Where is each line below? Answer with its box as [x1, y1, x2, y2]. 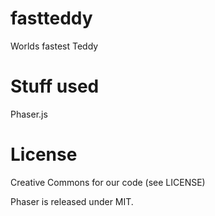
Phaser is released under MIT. [10, 195, 134, 207]
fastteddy [10, 7, 93, 30]
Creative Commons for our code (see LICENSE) [10, 176, 206, 188]
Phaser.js [10, 108, 48, 120]
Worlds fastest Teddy [10, 40, 99, 52]
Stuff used [10, 75, 100, 98]
